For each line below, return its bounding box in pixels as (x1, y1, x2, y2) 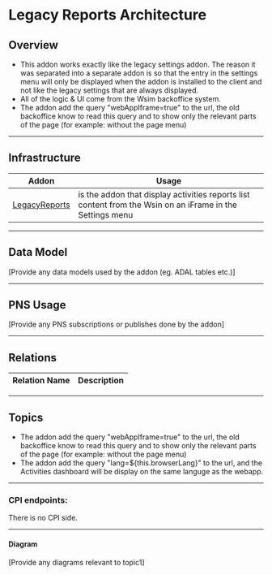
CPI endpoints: (8, 494, 68, 505)
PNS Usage (8, 298, 66, 312)
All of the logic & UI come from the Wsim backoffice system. (19, 94, 221, 103)
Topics (8, 410, 44, 424)
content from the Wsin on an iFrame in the (78, 199, 237, 210)
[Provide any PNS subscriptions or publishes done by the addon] (8, 319, 225, 330)
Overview (8, 38, 59, 52)
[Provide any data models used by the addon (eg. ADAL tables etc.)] (8, 266, 236, 277)
